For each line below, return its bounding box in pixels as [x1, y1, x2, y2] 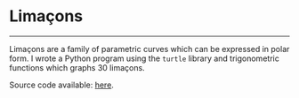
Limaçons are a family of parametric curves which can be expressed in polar [9, 43, 290, 54]
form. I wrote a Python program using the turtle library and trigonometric [9, 53, 280, 64]
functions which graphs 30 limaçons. [9, 62, 145, 72]
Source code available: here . [9, 79, 114, 90]
